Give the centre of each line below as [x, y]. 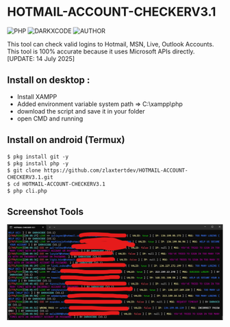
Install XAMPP [37, 96]
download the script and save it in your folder [81, 111]
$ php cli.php [27, 191]
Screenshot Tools [46, 212]
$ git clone [24, 170]
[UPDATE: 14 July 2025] [41, 58]
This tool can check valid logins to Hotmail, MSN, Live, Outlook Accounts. [111, 44]
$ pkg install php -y [38, 163]
